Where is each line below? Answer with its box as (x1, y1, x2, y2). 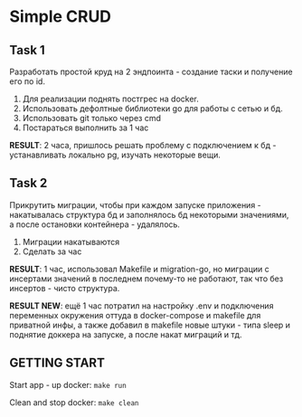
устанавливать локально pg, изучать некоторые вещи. (9, 149, 222, 160)
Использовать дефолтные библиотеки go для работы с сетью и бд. (22, 103, 283, 114)
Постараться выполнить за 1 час (22, 122, 149, 133)
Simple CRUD (9, 6, 111, 27)
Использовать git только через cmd (22, 113, 161, 123)
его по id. (9, 76, 45, 87)
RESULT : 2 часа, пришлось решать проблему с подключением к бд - (9, 140, 277, 150)
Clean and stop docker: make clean (9, 396, 139, 408)
